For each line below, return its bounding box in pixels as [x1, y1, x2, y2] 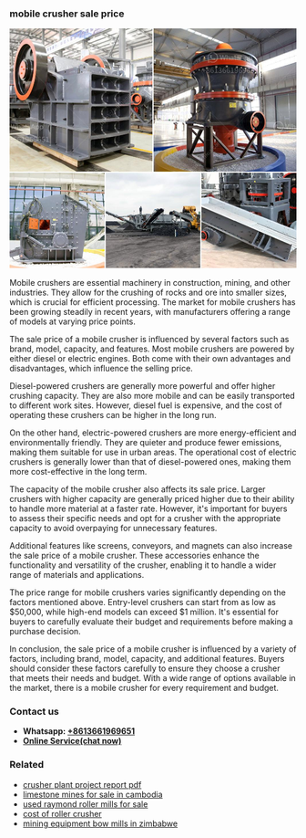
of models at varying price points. [9, 316, 137, 327]
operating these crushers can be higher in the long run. [9, 409, 217, 420]
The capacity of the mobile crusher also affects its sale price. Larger [9, 483, 266, 495]
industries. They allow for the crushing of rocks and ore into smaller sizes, [9, 287, 287, 298]
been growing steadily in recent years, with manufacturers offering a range [9, 306, 291, 317]
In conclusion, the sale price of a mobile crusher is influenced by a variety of [9, 643, 297, 655]
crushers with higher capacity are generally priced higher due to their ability [9, 493, 295, 504]
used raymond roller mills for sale [22, 798, 148, 810]
